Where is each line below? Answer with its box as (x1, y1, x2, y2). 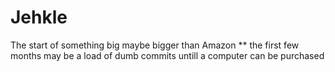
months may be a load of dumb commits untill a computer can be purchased (10, 49, 325, 61)
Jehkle (10, 6, 68, 29)
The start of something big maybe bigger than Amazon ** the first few (10, 39, 300, 51)
